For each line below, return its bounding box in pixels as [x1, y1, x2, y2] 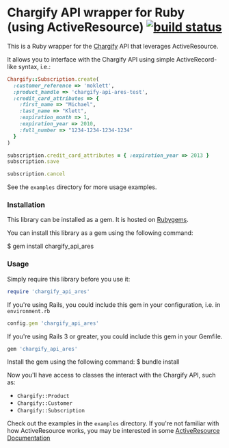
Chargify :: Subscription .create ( [7, 75, 99, 83]
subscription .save [7, 158, 59, 165]
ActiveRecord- [176, 55, 217, 63]
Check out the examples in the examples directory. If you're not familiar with [7, 419, 219, 427]
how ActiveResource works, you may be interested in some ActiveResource [7, 427, 220, 435]
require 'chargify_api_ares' [7, 288, 90, 295]
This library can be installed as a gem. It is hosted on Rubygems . [7, 216, 189, 224]
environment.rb [7, 308, 51, 314]
